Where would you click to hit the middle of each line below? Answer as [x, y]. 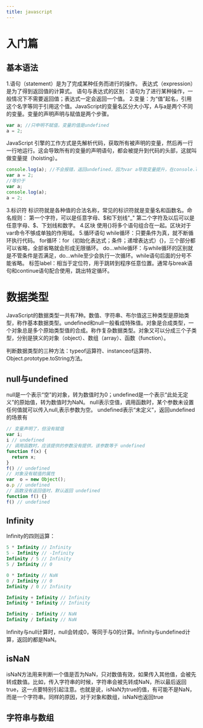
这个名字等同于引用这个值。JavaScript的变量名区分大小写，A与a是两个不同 [100, 106]
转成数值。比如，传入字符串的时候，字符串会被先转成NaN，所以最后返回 [96, 681]
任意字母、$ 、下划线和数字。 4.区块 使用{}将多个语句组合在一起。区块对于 [99, 225]
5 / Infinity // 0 [29, 565]
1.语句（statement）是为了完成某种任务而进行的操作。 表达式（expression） [101, 83]
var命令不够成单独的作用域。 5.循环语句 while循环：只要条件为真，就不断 [97, 233]
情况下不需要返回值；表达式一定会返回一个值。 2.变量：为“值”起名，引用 [101, 99]
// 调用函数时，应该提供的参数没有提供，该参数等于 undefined [76, 446]
